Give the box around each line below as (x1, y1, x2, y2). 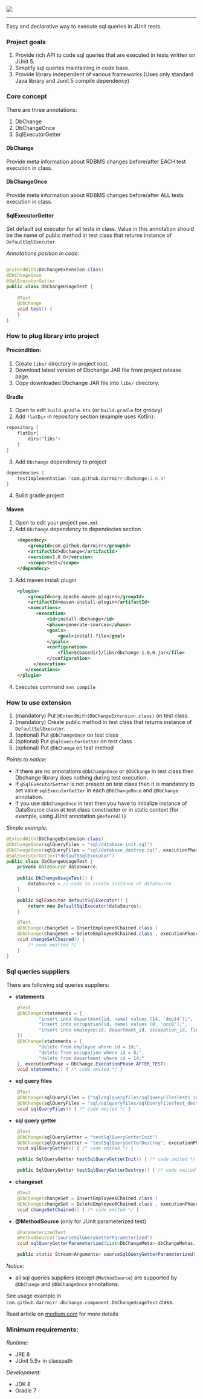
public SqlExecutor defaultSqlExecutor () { (17, 897, 129, 903)
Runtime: (6, 1339, 28, 1346)
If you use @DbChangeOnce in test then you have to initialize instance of (14, 800, 187, 807)
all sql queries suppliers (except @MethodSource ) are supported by (14, 1274, 177, 1281)
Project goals (6, 37, 47, 46)
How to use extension (6, 698, 71, 706)
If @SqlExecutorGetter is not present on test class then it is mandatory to (14, 780, 195, 788)
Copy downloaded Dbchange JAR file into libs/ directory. (14, 380, 160, 387)
